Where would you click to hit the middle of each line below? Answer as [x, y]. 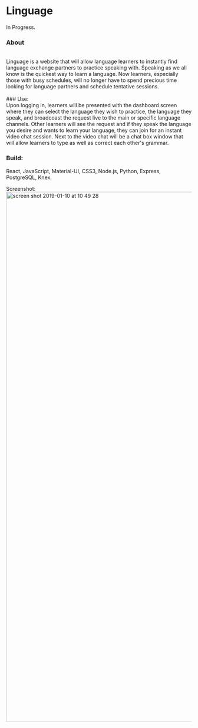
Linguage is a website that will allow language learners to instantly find [92, 62]
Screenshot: [21, 188]
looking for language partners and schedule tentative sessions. [82, 87]
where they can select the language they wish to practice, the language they [99, 112]
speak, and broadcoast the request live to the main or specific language [93, 118]
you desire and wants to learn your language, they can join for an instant [94, 130]
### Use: [17, 99]
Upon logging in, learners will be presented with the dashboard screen [92, 105]
